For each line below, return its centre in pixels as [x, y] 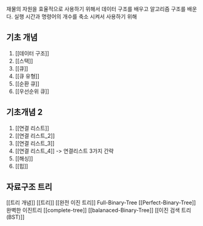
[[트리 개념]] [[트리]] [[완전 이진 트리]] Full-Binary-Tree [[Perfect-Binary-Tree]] [101, 203]
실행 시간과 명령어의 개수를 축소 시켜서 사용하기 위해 [76, 16]
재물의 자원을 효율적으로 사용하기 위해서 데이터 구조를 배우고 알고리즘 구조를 [96, 9]
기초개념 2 [25, 112]
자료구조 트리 [29, 187]
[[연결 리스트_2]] [35, 135]
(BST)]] [15, 217]
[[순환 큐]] [27, 83]
